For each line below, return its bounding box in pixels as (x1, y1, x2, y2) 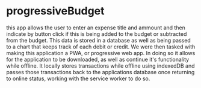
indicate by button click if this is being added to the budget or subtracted (6, 30, 187, 37)
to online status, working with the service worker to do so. (6, 75, 150, 82)
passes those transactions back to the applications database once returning (6, 68, 195, 75)
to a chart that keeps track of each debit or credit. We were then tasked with (6, 43, 196, 50)
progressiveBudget (6, 4, 105, 18)
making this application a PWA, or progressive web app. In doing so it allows (6, 49, 196, 56)
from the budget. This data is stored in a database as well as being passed (6, 37, 191, 44)
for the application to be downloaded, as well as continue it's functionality (6, 56, 190, 63)
